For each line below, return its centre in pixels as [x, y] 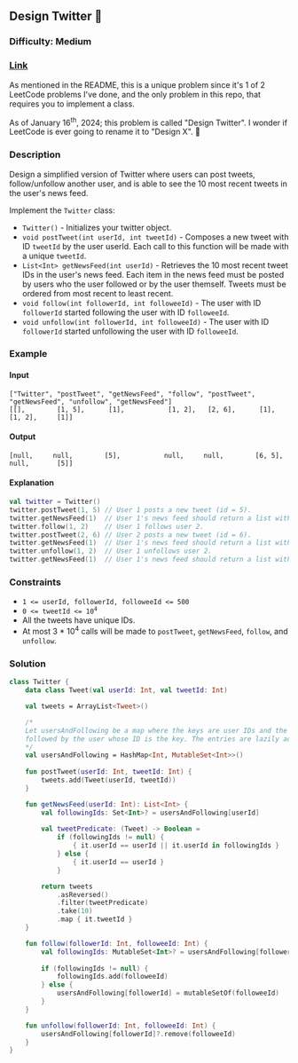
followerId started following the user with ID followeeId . [125, 312]
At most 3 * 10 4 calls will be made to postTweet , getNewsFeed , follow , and [155, 631]
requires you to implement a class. [72, 104]
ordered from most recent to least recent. [98, 293]
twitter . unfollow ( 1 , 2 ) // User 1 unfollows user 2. [111, 551]
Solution [28, 664]
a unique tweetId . [54, 256]
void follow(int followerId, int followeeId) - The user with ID [141, 303]
